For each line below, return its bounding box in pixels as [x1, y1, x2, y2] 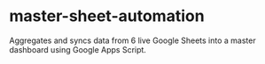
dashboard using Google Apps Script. [9, 44, 146, 54]
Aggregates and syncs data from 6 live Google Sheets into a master [9, 35, 256, 46]
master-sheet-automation [9, 6, 206, 26]
